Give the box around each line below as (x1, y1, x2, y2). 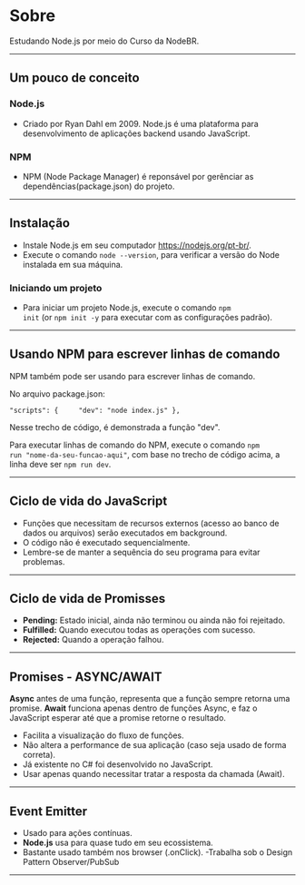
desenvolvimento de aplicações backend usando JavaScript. (22, 128, 251, 139)
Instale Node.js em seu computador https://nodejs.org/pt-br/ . (22, 240, 251, 251)
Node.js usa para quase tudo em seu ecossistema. (22, 837, 213, 849)
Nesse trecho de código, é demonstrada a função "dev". (9, 421, 221, 432)
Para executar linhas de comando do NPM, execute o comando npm (9, 439, 261, 450)
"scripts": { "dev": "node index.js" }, (9, 406, 181, 415)
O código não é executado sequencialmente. (22, 536, 191, 547)
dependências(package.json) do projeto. (22, 181, 175, 192)
